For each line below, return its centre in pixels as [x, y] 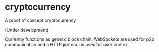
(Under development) [27, 30]
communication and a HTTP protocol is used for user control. [67, 44]
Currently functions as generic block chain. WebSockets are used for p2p [79, 39]
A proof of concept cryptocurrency [41, 20]
